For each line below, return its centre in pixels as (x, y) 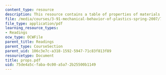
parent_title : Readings (30, 42)
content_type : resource (30, 10)
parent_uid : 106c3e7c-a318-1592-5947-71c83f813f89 (58, 51)
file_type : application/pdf (34, 23)
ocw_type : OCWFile (24, 37)
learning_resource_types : (32, 28)
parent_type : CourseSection (34, 46)
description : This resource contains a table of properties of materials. (84, 14)
